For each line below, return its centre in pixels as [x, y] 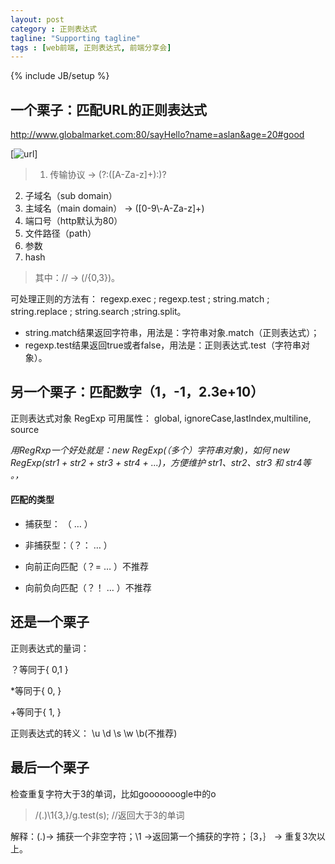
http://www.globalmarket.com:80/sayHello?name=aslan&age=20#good [157, 135]
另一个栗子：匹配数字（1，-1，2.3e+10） [137, 392]
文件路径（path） [60, 233]
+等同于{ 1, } [36, 712]
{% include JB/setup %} [60, 76]
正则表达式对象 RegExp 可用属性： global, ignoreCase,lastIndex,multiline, [161, 418]
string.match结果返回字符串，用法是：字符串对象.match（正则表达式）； [172, 333]
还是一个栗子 [50, 622]
